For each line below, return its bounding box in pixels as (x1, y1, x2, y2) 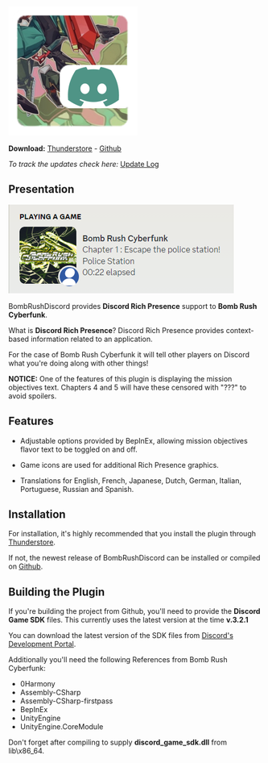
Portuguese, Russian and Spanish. (19, 484, 134, 494)
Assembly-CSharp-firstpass (19, 696, 113, 706)
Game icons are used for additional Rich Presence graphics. (19, 460, 219, 469)
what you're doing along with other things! (8, 358, 149, 368)
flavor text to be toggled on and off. (19, 444, 138, 454)
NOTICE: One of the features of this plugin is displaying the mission (8, 373, 233, 383)
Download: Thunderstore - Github (8, 144, 122, 153)
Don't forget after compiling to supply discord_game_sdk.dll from (8, 737, 228, 748)
